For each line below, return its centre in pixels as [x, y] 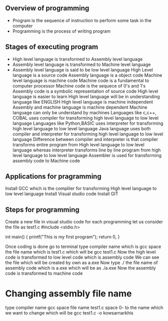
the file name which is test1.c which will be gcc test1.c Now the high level [81, 252]
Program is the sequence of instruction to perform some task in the [82, 20]
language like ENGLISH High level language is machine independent [83, 102]
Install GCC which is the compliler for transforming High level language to [81, 189]
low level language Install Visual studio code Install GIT [62, 194]
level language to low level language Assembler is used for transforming [87, 155]
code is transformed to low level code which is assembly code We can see [82, 257]
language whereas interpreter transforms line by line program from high [87, 150]
